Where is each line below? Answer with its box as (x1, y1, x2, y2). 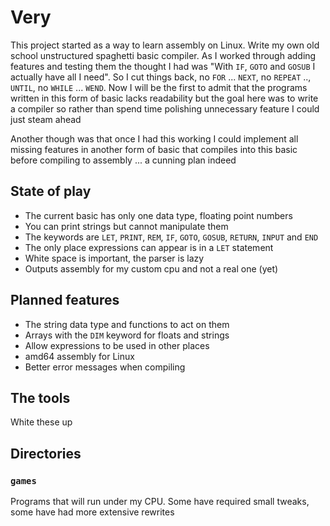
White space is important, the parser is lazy (24, 252, 205, 264)
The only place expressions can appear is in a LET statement (24, 241, 274, 253)
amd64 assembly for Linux (24, 350, 135, 362)
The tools (10, 389, 71, 406)
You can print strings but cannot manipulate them (24, 220, 229, 232)
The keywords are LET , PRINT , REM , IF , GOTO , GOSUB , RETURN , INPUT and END (24, 231, 319, 243)
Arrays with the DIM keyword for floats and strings (24, 329, 230, 341)
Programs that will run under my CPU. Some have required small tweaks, (10, 496, 310, 508)
